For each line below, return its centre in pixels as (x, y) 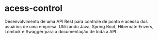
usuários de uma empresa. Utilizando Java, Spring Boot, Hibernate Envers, (79, 26)
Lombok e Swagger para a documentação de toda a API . (62, 31)
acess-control (33, 8)
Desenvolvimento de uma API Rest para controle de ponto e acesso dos (76, 21)
